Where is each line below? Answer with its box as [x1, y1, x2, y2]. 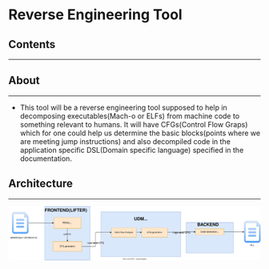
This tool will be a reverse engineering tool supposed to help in [19, 102, 228, 112]
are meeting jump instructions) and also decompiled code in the [19, 136, 231, 146]
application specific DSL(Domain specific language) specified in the [19, 145, 244, 155]
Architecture [8, 177, 74, 191]
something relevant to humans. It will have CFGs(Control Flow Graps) [19, 119, 248, 129]
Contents [8, 38, 56, 51]
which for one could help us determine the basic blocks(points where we [19, 128, 261, 138]
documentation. [19, 154, 72, 163]
